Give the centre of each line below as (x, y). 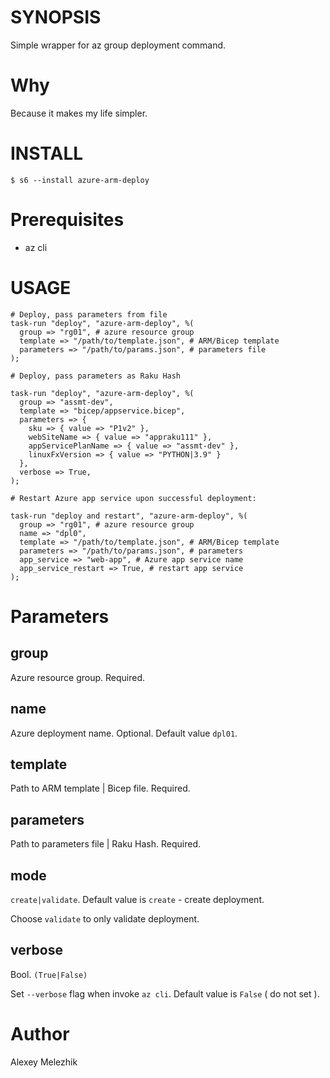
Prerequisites (67, 220)
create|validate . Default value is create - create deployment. (137, 899)
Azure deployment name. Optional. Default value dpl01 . (124, 733)
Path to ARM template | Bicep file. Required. (100, 788)
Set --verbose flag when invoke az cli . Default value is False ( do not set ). (165, 993)
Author (40, 1033)
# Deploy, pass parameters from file (89, 314)
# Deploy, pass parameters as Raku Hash (96, 376)
